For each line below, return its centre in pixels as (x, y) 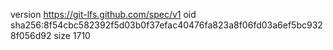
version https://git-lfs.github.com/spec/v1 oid (103, 14)
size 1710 (72, 35)
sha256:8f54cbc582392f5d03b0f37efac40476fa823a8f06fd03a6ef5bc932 (166, 25)
